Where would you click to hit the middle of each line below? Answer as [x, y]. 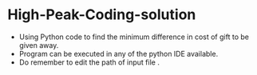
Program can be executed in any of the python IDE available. [119, 53]
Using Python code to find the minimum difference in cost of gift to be [134, 37]
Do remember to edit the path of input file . [89, 62]
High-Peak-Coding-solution [102, 15]
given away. [39, 45]
